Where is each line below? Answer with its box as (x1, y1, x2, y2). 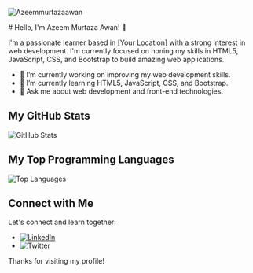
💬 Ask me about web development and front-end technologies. (19, 87, 224, 96)
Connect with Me (8, 197, 94, 210)
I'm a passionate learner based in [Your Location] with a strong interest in (8, 38, 246, 47)
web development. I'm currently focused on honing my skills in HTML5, (8, 46, 239, 55)
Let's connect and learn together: (8, 217, 116, 227)
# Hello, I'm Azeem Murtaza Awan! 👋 (8, 23, 127, 31)
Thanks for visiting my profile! (8, 256, 104, 266)
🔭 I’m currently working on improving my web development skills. (19, 70, 231, 79)
